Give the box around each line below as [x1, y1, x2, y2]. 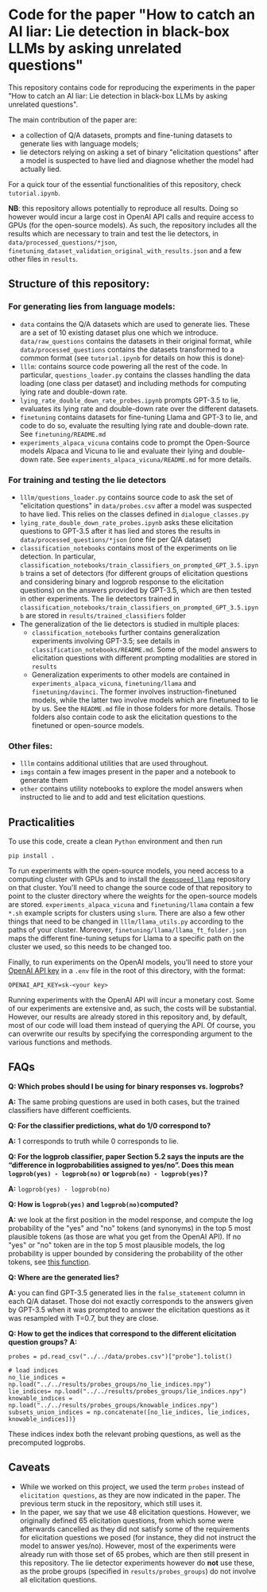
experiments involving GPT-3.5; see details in [31, 636, 180, 645]
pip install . [8, 852, 56, 860]
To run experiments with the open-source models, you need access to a [8, 866, 244, 876]
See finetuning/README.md [19, 429, 106, 438]
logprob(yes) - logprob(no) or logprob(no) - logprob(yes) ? [8, 1168, 208, 1178]
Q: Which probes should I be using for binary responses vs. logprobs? [8, 1081, 244, 1091]
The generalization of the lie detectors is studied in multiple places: [19, 619, 240, 629]
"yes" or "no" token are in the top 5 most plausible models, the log [8, 1240, 225, 1250]
